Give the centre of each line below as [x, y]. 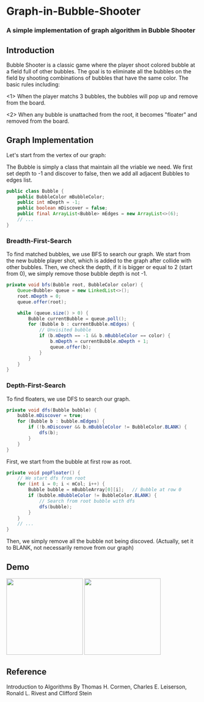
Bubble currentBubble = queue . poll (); [78, 319]
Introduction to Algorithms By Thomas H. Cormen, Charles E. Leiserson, [97, 687]
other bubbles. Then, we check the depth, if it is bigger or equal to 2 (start [100, 267]
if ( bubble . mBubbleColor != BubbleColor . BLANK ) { [93, 496]
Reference [27, 672]
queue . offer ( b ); [71, 347]
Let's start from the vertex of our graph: [56, 155]
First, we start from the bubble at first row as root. [69, 461]
